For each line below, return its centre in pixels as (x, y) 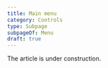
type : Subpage (28, 26)
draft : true (24, 39)
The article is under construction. (54, 58)
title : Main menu (32, 13)
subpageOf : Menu (30, 33)
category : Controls (35, 20)
